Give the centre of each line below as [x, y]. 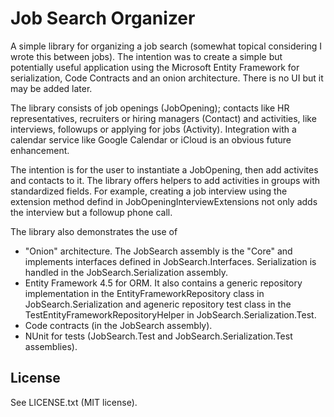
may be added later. [51, 88]
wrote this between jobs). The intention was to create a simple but [146, 56]
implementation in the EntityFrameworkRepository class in [144, 293]
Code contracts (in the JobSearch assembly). [118, 325]
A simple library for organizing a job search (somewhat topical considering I [166, 46]
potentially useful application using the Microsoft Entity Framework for [155, 67]
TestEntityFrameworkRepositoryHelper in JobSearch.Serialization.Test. [170, 314]
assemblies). [51, 346]
